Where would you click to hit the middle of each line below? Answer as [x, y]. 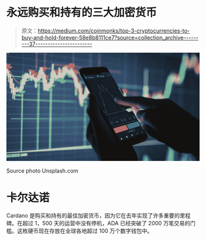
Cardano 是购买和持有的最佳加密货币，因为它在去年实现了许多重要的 [93, 216]
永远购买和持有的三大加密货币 [82, 13]
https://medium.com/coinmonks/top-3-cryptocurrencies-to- [114, 31]
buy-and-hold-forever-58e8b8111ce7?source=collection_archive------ [110, 37]
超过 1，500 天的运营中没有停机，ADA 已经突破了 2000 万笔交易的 [106, 223]
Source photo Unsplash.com [42, 171]
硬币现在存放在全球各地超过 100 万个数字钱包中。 [90, 231]
